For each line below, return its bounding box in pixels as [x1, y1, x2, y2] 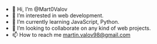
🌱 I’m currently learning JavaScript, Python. [11, 18, 120, 25]
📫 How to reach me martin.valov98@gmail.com [11, 32, 131, 38]
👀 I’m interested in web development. [11, 12, 104, 19]
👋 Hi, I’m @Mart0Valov [11, 6, 68, 12]
